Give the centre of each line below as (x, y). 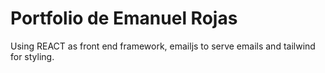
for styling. (32, 56)
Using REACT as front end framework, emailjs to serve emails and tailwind (163, 46)
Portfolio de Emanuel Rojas (124, 18)
